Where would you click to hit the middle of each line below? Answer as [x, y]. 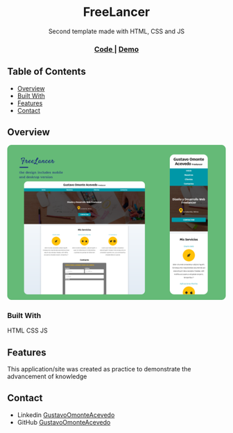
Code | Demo [116, 49]
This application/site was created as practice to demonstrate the [99, 369]
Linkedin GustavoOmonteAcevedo [66, 415]
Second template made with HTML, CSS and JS [116, 31]
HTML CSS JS [28, 330]
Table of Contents [47, 72]
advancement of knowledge [47, 376]
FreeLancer [116, 12]
